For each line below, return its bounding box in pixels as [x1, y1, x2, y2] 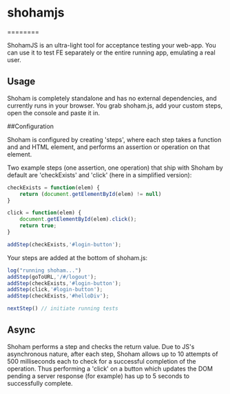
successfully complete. [7, 379, 74, 387]
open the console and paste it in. [7, 108, 100, 117]
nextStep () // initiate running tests [7, 305, 118, 312]
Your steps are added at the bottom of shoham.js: [7, 253, 148, 262]
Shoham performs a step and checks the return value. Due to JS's [7, 342, 195, 351]
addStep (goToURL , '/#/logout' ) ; [7, 273, 97, 280]
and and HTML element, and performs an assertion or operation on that [7, 143, 210, 151]
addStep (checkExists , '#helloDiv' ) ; [7, 293, 109, 299]
